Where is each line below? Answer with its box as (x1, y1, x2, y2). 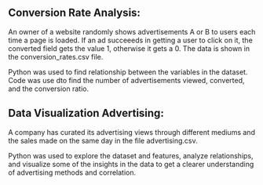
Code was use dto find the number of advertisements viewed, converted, (8, 75, 245, 85)
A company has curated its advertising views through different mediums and (8, 127, 255, 136)
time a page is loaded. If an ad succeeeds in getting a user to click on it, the (8, 35, 253, 45)
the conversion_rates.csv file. (8, 52, 104, 61)
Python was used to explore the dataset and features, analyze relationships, (8, 151, 254, 160)
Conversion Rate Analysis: (8, 6, 141, 20)
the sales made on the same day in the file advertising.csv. (8, 136, 198, 145)
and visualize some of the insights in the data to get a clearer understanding (8, 159, 254, 169)
